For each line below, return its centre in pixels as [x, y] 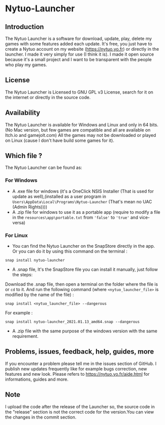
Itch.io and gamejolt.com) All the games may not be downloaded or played [81, 135]
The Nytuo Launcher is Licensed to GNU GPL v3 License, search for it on [79, 92]
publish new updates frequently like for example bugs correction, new [76, 369]
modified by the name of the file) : [39, 295]
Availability [23, 113]
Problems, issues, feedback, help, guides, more [80, 352]
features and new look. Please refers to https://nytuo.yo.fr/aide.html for [77, 374]
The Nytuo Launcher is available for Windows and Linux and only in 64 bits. [82, 125]
